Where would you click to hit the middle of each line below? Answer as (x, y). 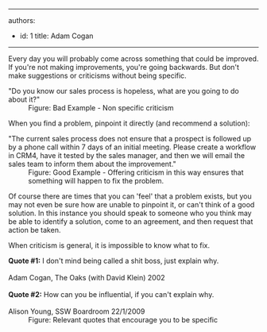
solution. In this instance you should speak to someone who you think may (130, 213)
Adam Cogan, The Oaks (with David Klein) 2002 (87, 278)
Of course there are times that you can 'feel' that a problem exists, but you (130, 196)
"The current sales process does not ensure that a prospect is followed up (130, 139)
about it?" (24, 99)
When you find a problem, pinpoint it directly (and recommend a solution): (129, 123)
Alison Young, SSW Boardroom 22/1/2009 (77, 311)
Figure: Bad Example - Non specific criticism (101, 108)
